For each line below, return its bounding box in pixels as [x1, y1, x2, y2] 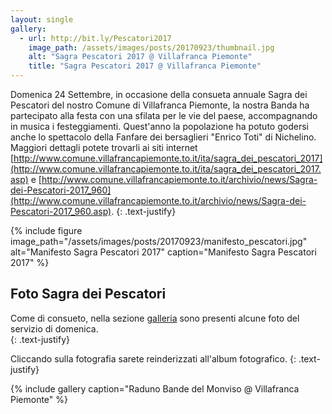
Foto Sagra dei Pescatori [10, 286, 167, 303]
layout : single [10, 14, 74, 25]
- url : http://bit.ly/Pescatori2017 [19, 33, 172, 43]
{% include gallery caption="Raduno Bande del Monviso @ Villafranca [10, 382, 300, 395]
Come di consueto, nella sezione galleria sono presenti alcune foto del [10, 312, 300, 324]
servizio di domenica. [10, 322, 99, 335]
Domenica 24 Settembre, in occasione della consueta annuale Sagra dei [10, 89, 308, 100]
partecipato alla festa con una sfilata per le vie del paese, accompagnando [10, 110, 318, 121]
